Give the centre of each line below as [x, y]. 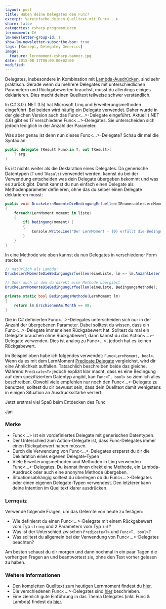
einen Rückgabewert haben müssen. [49, 446]
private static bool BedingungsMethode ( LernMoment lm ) [63, 296]
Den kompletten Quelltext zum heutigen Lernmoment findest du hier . [82, 586]
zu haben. [15, 562]
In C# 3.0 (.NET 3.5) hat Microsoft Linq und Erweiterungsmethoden [73, 105]
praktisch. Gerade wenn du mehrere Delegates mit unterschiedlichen [75, 84]
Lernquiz [16, 500]
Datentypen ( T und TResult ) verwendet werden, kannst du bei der [72, 174]
